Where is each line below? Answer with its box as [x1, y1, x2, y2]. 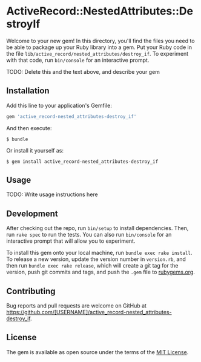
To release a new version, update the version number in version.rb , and [6, 255, 186, 263]
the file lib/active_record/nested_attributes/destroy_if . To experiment [6, 50, 189, 57]
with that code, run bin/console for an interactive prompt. [6, 56, 150, 64]
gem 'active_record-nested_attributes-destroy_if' [6, 113, 137, 119]
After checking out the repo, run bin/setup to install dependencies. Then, [6, 225, 189, 232]
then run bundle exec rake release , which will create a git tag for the [6, 262, 179, 269]
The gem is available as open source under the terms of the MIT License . [6, 348, 189, 355]
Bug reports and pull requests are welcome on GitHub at [6, 302, 147, 309]
